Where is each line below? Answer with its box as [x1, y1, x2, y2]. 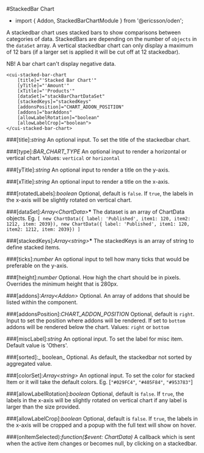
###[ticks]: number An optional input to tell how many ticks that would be [6, 256, 189, 263]
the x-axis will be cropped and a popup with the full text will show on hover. [6, 421, 197, 429]
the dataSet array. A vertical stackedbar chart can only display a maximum [6, 42, 194, 49]
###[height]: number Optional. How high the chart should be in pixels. [6, 274, 181, 281]
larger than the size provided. [6, 403, 81, 410]
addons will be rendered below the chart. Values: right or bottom [6, 324, 170, 330]
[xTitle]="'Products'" [17, 88, 75, 94]
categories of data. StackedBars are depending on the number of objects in [6, 35, 197, 42]
